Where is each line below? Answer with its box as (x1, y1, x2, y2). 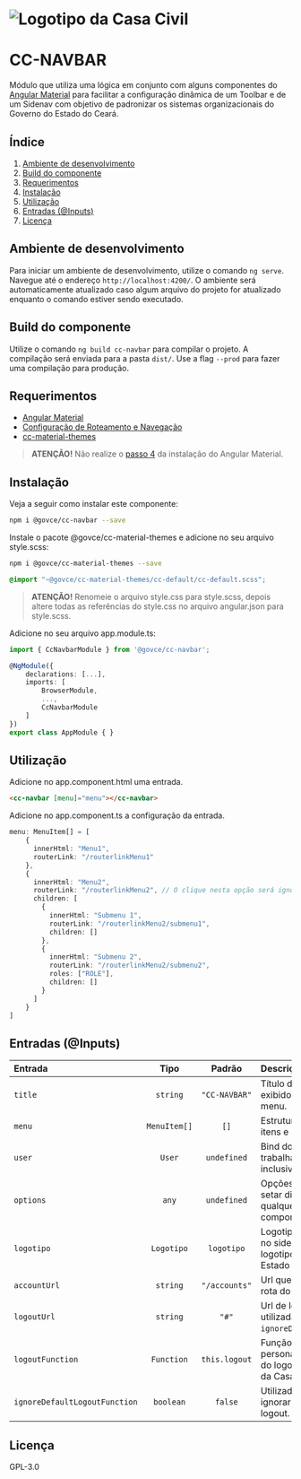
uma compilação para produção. (9, 362, 130, 373)
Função (260, 1336, 293, 1349)
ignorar (260, 1396, 291, 1408)
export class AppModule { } (9, 727, 115, 737)
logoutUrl (13, 1312, 56, 1322)
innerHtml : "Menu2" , (32, 877, 110, 887)
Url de (260, 1300, 287, 1312)
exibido (260, 1089, 292, 1101)
